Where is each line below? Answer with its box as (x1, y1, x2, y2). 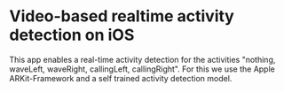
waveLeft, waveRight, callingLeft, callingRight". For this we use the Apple (9, 64, 275, 74)
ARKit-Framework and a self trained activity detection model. (9, 73, 233, 83)
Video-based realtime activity (9, 6, 235, 27)
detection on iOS (9, 25, 135, 45)
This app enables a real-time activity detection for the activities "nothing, (9, 54, 276, 65)
